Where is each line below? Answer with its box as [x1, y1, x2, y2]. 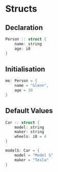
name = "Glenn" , [14, 83, 49, 88]
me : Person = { [5, 78, 38, 84]
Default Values [5, 107, 53, 115]
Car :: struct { [5, 120, 40, 125]
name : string [14, 41, 42, 46]
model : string [14, 125, 44, 130]
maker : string [14, 129, 44, 134]
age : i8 [14, 46, 31, 51]
